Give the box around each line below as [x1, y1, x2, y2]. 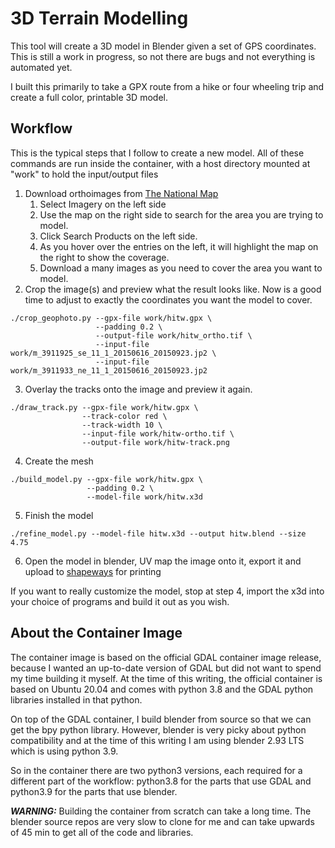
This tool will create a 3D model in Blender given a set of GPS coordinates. [10, 40, 317, 52]
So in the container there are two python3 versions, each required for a [10, 764, 303, 776]
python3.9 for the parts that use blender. [10, 785, 178, 797]
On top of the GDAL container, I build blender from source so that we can [10, 713, 312, 725]
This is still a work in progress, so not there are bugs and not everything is [10, 50, 316, 62]
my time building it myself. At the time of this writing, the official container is [10, 672, 323, 684]
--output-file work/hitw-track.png [81, 437, 230, 447]
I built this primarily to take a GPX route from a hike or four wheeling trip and [10, 80, 325, 92]
